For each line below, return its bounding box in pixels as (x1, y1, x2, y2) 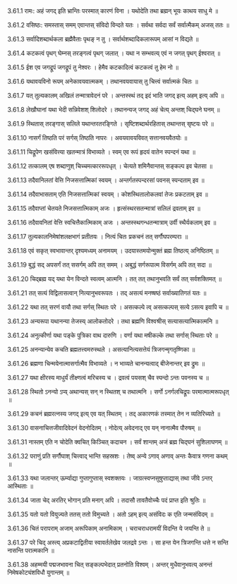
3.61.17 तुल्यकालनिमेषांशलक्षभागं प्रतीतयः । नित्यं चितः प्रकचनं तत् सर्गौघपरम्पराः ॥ (7, 233, 188, 241)
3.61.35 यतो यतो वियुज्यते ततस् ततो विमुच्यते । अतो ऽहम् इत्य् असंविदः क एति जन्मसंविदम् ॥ (7, 510, 214, 518)
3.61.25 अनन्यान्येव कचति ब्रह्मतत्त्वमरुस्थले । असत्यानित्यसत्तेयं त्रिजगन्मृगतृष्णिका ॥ (7, 346, 195, 353)
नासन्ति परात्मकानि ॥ (7, 547, 54, 554)
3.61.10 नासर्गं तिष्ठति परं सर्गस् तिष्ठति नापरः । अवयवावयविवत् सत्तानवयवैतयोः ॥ (7, 134, 188, 142)
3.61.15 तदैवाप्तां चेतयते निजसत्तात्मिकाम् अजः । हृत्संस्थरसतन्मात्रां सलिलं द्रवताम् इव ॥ (7, 205, 201, 212)
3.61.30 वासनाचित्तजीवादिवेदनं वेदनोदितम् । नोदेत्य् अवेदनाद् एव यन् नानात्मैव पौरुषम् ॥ (7, 424, 201, 432)
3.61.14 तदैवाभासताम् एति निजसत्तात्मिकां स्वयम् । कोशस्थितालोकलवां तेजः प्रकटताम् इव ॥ (7, 190, 208, 198)
